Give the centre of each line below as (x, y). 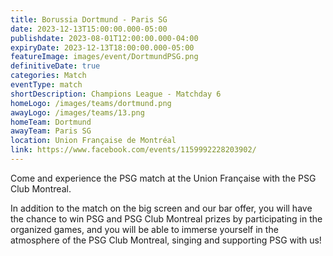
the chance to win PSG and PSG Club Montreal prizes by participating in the (166, 218)
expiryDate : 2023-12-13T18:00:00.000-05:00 (102, 47)
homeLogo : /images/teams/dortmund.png (91, 103)
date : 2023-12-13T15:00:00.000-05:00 (89, 29)
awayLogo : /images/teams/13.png (77, 112)
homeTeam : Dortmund (51, 122)
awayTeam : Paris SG (51, 131)
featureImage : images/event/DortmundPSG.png (104, 57)
